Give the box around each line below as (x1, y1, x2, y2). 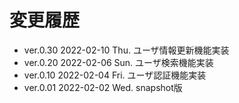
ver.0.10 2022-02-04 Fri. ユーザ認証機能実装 (23, 69, 207, 81)
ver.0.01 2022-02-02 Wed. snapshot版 (23, 81, 183, 93)
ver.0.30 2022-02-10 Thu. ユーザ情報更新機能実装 (23, 44, 230, 56)
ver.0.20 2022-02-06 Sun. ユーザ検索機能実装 (23, 56, 214, 68)
